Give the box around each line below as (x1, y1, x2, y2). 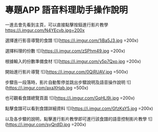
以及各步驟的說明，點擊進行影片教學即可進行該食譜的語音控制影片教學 (5, 116, 147, 122)
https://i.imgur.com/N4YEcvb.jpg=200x (5, 27, 85, 33)
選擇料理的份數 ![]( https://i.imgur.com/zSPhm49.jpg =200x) (5, 48, 126, 54)
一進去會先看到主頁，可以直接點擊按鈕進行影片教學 (5, 22, 108, 28)
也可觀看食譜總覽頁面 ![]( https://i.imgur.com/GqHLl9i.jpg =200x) (5, 95, 135, 101)
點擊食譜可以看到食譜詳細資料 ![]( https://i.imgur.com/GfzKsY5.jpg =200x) (5, 105, 154, 111)
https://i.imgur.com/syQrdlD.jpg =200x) (6, 121, 86, 127)
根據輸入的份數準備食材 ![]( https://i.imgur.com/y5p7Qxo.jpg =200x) (5, 58, 141, 64)
